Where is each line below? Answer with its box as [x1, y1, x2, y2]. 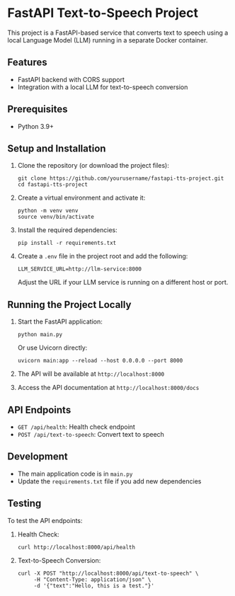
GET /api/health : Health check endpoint [17, 423, 136, 431]
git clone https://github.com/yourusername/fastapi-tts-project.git [17, 175, 224, 182]
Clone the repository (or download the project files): [17, 161, 170, 170]
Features [7, 57, 47, 69]
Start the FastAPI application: [17, 317, 103, 326]
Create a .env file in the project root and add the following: [17, 252, 188, 260]
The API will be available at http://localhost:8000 [17, 369, 165, 378]
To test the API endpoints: [7, 516, 83, 525]
